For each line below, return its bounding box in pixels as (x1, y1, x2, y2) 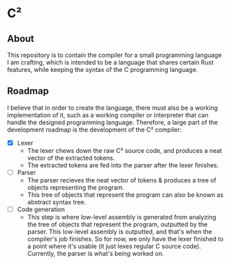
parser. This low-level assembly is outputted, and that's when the (27, 228, 213, 235)
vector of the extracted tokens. (27, 154, 115, 162)
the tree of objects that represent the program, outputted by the (27, 220, 208, 228)
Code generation (16, 205, 65, 213)
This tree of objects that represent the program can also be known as (27, 191, 224, 199)
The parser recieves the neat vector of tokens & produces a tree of (27, 176, 216, 184)
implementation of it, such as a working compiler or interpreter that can (7, 110, 209, 119)
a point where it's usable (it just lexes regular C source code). (27, 242, 201, 250)
